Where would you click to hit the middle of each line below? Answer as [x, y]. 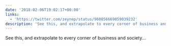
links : [12, 14]
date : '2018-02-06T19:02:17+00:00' [43, 10]
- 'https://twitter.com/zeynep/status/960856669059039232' [74, 19]
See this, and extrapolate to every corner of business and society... [76, 38]
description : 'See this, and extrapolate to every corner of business [82, 24]
